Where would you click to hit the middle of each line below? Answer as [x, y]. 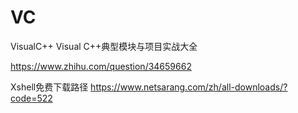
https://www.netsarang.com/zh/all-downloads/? [189, 87]
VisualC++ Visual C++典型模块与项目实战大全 [104, 46]
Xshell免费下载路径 [49, 87]
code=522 [31, 98]
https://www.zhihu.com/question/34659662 [101, 66]
